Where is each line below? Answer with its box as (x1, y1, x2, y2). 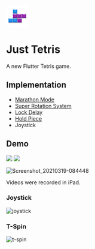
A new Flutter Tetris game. (6, 62, 72, 70)
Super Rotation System (14, 102, 72, 109)
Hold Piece (14, 115, 42, 122)
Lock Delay (14, 109, 43, 116)
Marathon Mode (14, 95, 55, 103)
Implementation (6, 80, 67, 90)
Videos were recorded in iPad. (6, 179, 81, 186)
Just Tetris (6, 43, 61, 56)
